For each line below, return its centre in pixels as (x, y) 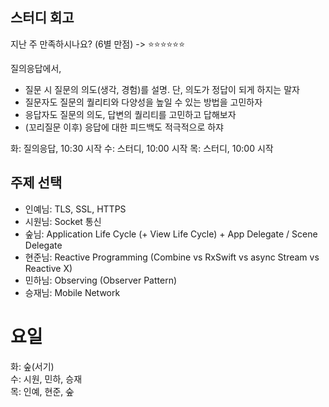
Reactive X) (48, 268)
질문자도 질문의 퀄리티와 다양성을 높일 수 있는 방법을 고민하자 (143, 102)
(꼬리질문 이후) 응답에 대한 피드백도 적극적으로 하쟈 (124, 127)
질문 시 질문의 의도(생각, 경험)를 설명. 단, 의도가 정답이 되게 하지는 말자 (162, 89)
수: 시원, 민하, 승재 (46, 379)
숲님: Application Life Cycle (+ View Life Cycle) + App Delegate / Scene (171, 234)
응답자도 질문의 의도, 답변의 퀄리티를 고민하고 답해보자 (130, 114)
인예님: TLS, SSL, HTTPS (75, 209)
